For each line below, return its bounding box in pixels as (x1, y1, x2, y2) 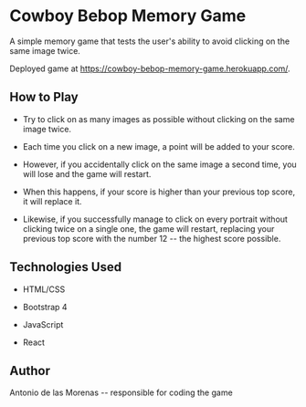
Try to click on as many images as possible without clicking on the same (22, 113, 295, 124)
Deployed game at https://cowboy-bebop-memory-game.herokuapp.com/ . (9, 63, 290, 74)
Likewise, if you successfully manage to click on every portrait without (22, 214, 288, 224)
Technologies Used (9, 259, 121, 275)
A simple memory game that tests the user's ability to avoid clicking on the (9, 36, 290, 47)
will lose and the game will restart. (22, 168, 152, 179)
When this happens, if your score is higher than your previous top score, (22, 186, 295, 197)
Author (9, 362, 50, 379)
